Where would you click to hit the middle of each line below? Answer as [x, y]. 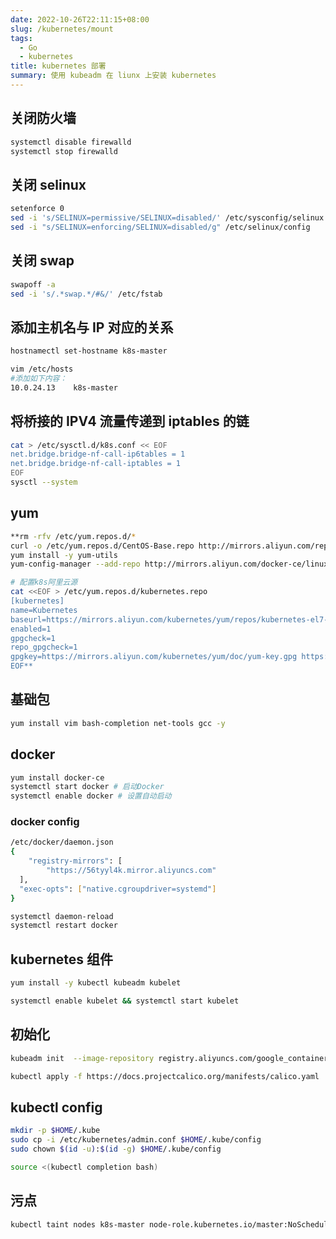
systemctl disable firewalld [71, 142]
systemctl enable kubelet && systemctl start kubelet [125, 1001]
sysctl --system [44, 482]
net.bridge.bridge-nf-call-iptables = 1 [96, 464]
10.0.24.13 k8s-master [64, 387]
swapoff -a [33, 284]
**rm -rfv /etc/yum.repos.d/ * [73, 536]
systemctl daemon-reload [62, 916]
